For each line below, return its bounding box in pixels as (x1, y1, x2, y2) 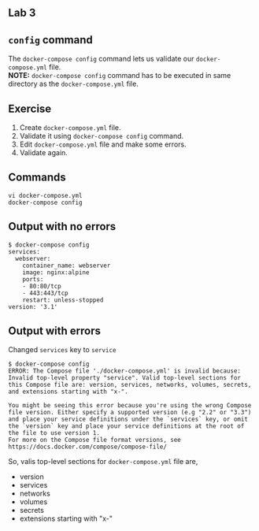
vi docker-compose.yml (8, 191, 83, 199)
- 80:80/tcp (22, 282, 61, 290)
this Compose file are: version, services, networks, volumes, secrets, (8, 381, 252, 389)
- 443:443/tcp (22, 289, 68, 297)
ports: (22, 275, 44, 283)
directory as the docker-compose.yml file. (8, 79, 139, 89)
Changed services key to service (8, 345, 117, 355)
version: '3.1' (8, 303, 58, 310)
